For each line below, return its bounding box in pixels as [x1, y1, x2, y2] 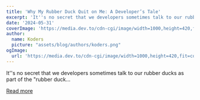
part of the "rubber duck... [6, 76, 71, 83]
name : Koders [11, 36, 44, 42]
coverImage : [6, 25, 36, 32]
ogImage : [6, 48, 28, 54]
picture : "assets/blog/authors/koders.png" [11, 42, 121, 48]
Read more [6, 87, 33, 94]
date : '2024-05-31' [6, 20, 55, 26]
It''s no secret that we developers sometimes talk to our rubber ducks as [6, 69, 185, 76]
